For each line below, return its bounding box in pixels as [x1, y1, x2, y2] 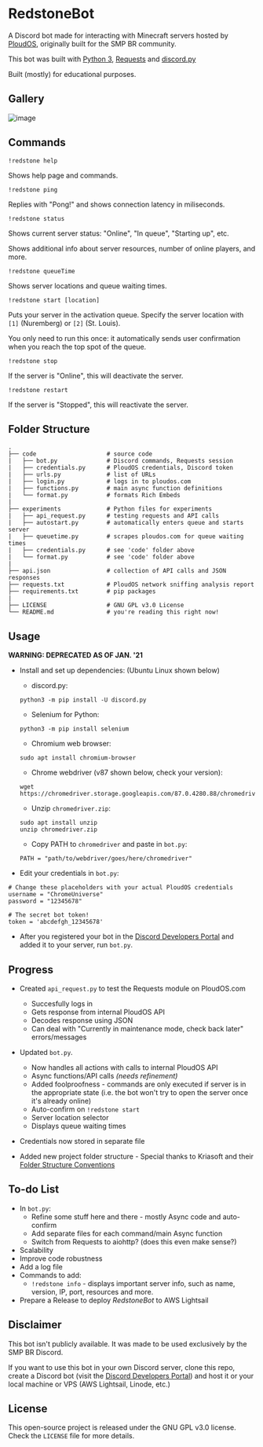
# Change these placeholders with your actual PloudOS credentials [8, 884, 234, 892]
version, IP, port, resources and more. [31, 1287, 154, 1296]
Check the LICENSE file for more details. [8, 1431, 135, 1441]
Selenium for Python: [31, 710, 100, 720]
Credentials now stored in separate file [19, 1137, 145, 1145]
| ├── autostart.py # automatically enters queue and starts [8, 519, 244, 527]
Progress [8, 963, 53, 976]
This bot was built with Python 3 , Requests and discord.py [8, 54, 196, 64]
